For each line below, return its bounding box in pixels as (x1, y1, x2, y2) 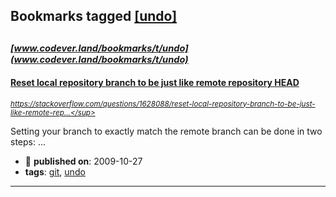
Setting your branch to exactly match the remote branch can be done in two (10, 125, 323, 137)
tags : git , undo (24, 165, 86, 178)
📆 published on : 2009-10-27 (24, 155, 143, 167)
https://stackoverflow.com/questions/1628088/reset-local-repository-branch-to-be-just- (10, 99, 316, 109)
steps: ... (10, 135, 47, 148)
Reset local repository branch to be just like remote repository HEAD (10, 77, 300, 89)
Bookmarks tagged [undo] (10, 8, 178, 25)
